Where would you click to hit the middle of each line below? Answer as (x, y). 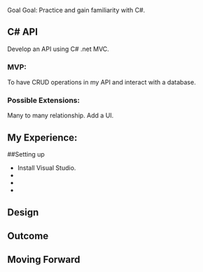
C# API (23, 32)
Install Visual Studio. (47, 168)
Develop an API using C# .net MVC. (58, 49)
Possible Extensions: (44, 101)
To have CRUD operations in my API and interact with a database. (101, 83)
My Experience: (42, 137)
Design (23, 212)
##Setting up (26, 155)
